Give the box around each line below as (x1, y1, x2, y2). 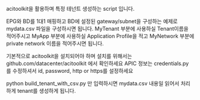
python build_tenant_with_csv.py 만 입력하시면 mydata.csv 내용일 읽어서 (6, 80, 180, 87)
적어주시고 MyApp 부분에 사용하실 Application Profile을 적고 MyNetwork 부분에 (6, 33, 195, 40)
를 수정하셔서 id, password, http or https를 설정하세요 (6, 67, 133, 74)
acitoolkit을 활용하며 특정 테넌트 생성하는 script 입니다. (6, 5, 135, 12)
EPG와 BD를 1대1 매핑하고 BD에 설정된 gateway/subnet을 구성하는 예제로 (6, 18, 178, 25)
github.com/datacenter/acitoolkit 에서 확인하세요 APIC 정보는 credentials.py (6, 60, 189, 67)
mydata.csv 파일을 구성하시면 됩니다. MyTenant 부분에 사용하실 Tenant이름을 (6, 25, 189, 32)
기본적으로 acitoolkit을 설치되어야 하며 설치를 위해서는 (6, 53, 133, 59)
